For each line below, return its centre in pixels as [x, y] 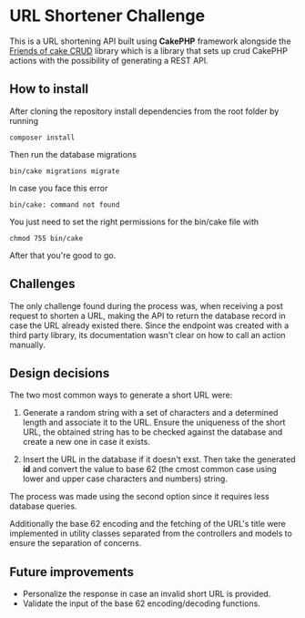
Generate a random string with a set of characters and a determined [150, 413]
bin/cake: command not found [65, 205]
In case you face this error [59, 188]
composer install [42, 138]
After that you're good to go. [63, 255]
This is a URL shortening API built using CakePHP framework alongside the [150, 41]
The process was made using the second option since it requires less [140, 497]
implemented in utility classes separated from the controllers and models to [151, 533]
